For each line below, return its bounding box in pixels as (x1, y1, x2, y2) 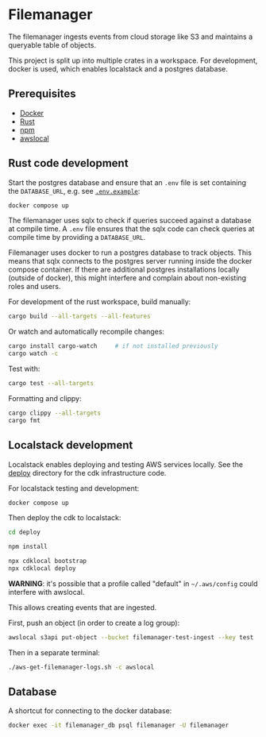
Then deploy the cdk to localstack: (8, 513, 121, 523)
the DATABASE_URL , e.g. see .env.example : (8, 186, 141, 195)
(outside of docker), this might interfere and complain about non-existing (8, 273, 247, 283)
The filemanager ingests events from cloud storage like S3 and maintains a (8, 32, 253, 41)
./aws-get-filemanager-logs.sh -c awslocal (8, 663, 155, 671)
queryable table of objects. (8, 40, 97, 49)
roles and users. (8, 282, 61, 291)
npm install (8, 542, 48, 551)
